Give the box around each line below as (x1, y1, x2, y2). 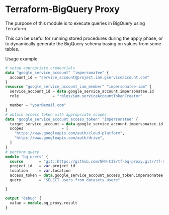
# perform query (5, 150, 39, 155)
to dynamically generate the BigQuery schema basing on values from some (5, 40, 161, 46)
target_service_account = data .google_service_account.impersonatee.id (10, 121, 163, 126)
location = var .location (10, 168, 71, 173)
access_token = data (10, 173, 53, 178)
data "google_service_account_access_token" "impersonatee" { (5, 117, 138, 122)
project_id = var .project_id (10, 164, 75, 169)
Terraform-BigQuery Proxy (5, 4, 120, 15)
